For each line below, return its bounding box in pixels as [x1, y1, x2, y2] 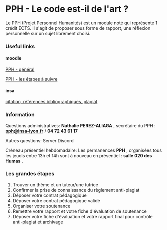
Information [5, 111, 35, 118]
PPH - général [5, 66, 35, 73]
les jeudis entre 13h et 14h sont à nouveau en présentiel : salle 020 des [5, 152, 152, 158]
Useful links [5, 43, 35, 50]
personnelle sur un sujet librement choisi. [5, 30, 91, 36]
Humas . [5, 158, 23, 164]
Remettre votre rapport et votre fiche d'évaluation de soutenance [12, 208, 147, 214]
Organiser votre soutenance [12, 203, 71, 209]
